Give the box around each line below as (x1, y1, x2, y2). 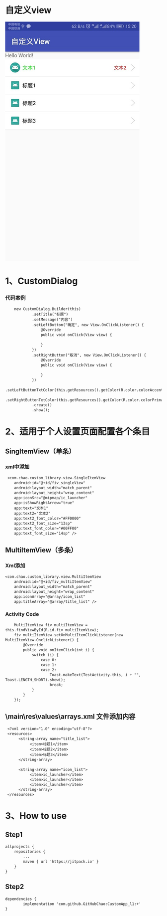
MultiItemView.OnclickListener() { (5, 638, 79, 643)
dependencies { (5, 896, 37, 902)
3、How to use (5, 810, 67, 822)
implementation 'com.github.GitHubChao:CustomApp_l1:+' (23, 901, 141, 907)
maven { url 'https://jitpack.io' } (23, 859, 99, 864)
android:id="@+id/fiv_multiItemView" (14, 579, 92, 584)
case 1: (40, 663, 57, 668)
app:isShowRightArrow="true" (14, 501, 75, 506)
